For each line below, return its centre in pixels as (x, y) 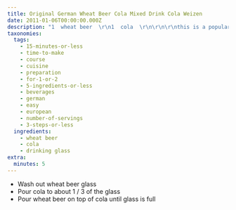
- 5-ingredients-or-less (56, 86)
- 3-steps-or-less (47, 125)
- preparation (40, 72)
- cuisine (34, 66)
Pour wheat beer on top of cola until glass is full (86, 199)
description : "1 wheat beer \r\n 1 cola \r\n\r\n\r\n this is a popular (119, 27)
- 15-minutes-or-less (51, 46)
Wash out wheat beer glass (57, 184)
